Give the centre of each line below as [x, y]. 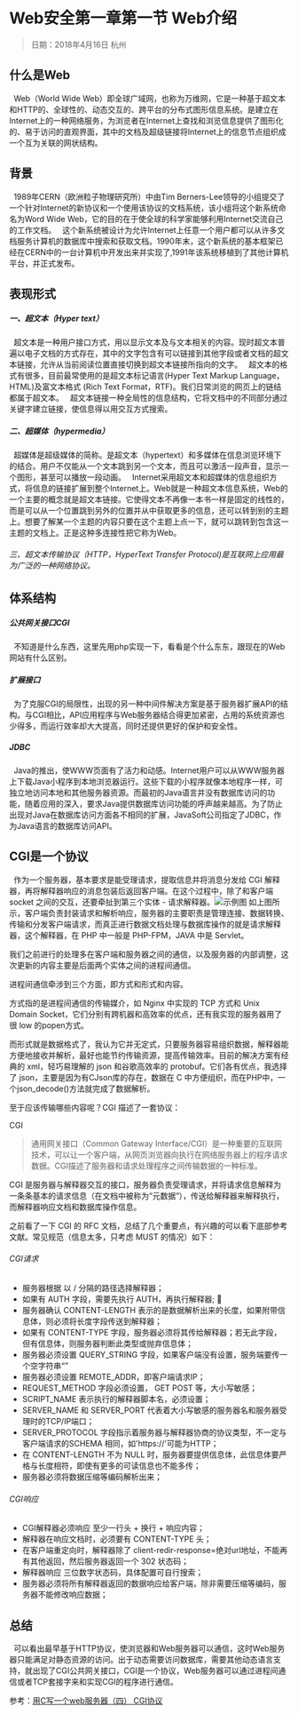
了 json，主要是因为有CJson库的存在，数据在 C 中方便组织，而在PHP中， [144, 1077]
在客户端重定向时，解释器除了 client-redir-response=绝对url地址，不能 [151, 1551]
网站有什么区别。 [40, 658]
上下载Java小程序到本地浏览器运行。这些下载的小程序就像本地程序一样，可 [146, 781]
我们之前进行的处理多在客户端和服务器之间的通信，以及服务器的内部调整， [145, 954]
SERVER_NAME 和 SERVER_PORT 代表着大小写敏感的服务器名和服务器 [150, 1410]
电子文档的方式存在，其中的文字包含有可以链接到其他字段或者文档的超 [153, 353]
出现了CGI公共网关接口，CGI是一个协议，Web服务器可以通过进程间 [155, 1670]
